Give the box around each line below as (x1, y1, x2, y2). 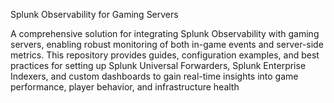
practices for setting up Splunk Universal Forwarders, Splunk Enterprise (10, 60, 307, 71)
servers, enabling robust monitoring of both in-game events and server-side (10, 39, 324, 50)
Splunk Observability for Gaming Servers (10, 9, 179, 20)
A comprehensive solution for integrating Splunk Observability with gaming (10, 28, 320, 39)
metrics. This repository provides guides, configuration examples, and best (10, 49, 320, 61)
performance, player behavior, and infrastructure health (10, 81, 240, 93)
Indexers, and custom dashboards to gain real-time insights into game (10, 70, 299, 82)
